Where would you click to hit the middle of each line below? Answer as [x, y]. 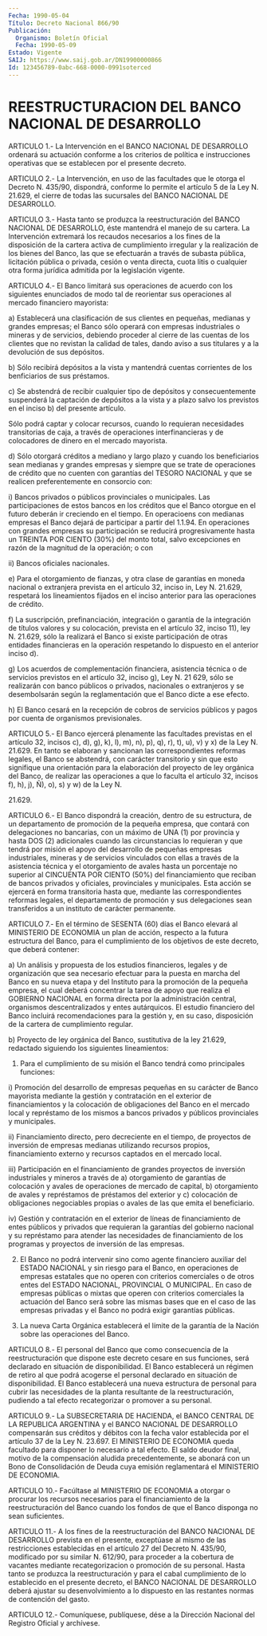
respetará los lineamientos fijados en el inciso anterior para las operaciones [132, 596]
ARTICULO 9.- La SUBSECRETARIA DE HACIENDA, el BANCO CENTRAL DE [132, 1415]
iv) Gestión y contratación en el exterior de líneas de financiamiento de [124, 1218]
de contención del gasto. [49, 1599]
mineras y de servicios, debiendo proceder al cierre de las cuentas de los [129, 335]
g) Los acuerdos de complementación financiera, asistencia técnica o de [128, 669]
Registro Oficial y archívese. [54, 1622]
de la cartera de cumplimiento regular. [71, 1024]
